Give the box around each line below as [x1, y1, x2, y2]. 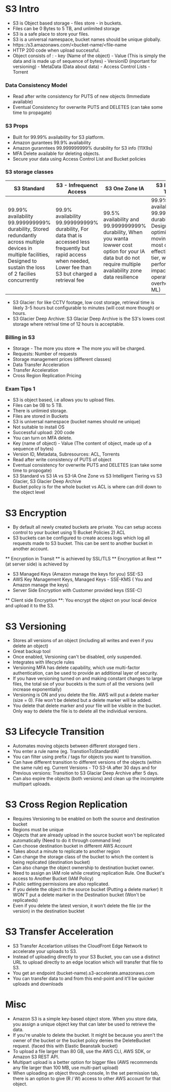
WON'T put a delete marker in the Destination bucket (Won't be [12, 892, 146, 898]
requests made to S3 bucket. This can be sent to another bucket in [12, 540, 153, 547]
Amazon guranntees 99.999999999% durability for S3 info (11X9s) [12, 145, 153, 151]
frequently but [55, 244, 90, 252]
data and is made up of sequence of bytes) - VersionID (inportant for [12, 58, 157, 64]
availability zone [103, 267, 142, 274]
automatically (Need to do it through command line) [12, 837, 121, 844]
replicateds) [12, 897, 38, 903]
